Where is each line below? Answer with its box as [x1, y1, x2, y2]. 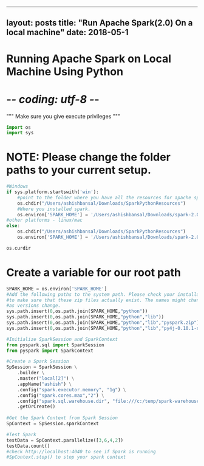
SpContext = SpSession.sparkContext [6, 420, 99, 427]
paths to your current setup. [6, 163, 152, 177]
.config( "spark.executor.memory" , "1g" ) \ [17, 386, 126, 392]
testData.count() [6, 443, 50, 449]
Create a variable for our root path [6, 266, 181, 279]
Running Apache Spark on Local [6, 52, 172, 66]
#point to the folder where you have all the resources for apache [17, 194, 191, 200]
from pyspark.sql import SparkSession [6, 341, 104, 348]
